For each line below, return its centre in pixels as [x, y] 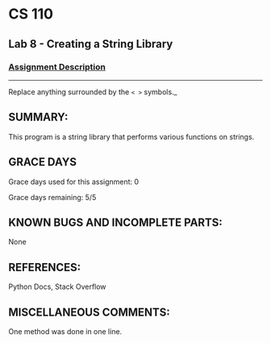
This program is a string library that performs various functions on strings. [131, 136]
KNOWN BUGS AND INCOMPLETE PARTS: [116, 222]
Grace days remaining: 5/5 [52, 197]
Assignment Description [57, 67]
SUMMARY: [38, 117]
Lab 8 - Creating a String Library [91, 44]
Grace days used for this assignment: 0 [74, 182]
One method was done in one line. [65, 331]
